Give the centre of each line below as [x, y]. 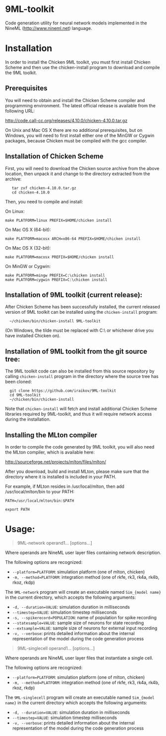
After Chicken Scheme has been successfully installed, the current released [83, 307]
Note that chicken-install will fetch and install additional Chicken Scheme [81, 409]
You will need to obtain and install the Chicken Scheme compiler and [75, 100]
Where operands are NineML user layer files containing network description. [83, 552]
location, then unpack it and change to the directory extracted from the [78, 174]
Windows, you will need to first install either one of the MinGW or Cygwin [80, 135]
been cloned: [19, 382]
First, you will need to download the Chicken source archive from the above [82, 168]
